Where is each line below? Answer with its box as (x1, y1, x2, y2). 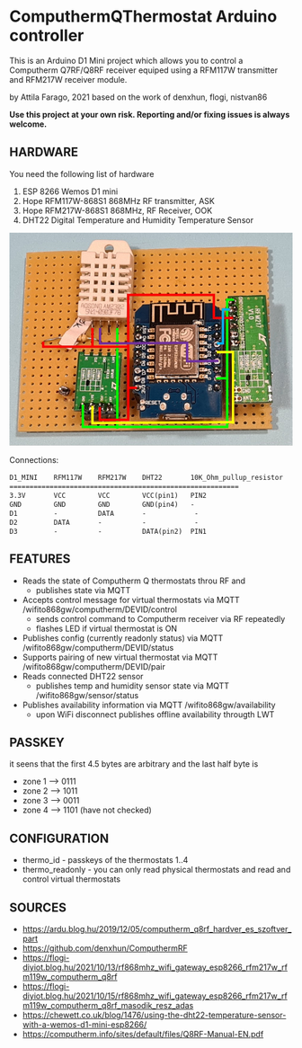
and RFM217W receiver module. (9, 74, 128, 84)
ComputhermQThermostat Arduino (9, 6, 278, 27)
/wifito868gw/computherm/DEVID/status (22, 642, 174, 653)
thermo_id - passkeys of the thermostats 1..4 (22, 855, 189, 866)
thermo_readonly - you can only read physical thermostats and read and (22, 865, 291, 875)
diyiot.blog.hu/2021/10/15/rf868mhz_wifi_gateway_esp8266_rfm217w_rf (22, 990, 288, 1001)
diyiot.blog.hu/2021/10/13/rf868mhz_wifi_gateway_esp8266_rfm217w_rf (22, 962, 288, 973)
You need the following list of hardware (9, 168, 155, 179)
